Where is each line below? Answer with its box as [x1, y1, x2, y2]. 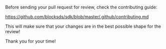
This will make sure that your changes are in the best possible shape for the [5, 23, 161, 29]
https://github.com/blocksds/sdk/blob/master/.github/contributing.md [5, 14, 149, 19]
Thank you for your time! [5, 38, 56, 44]
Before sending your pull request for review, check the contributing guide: [5, 4, 157, 10]
